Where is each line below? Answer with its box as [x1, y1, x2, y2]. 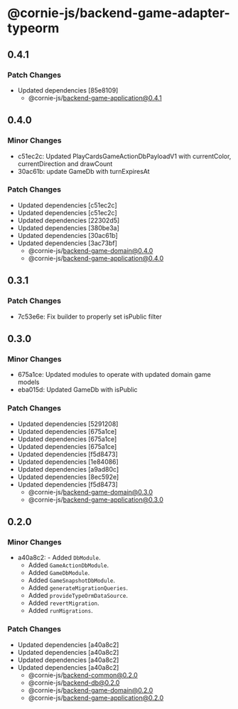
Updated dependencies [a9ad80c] [17, 465, 119, 473]
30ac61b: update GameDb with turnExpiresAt [17, 167, 151, 175]
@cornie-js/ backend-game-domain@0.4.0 [28, 246, 153, 254]
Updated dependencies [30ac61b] [17, 231, 119, 239]
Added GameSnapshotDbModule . [28, 576, 116, 585]
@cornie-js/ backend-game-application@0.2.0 [28, 693, 164, 702]
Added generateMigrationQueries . [28, 584, 128, 592]
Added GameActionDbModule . [28, 561, 109, 569]
